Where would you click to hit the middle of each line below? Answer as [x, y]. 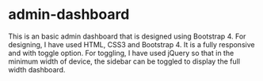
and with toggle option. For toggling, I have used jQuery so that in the [121, 53]
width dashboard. [37, 69]
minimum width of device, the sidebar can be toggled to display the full [124, 61]
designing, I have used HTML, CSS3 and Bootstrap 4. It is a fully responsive [131, 44]
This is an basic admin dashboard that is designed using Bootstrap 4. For [127, 36]
